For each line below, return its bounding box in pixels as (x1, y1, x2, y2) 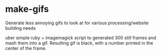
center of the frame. (5, 45, 47, 51)
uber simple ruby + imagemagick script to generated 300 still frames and (5, 35, 156, 41)
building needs (5, 25, 36, 31)
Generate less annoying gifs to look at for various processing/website (5, 20, 149, 26)
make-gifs (5, 3, 49, 15)
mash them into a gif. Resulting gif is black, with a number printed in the (5, 40, 153, 46)
